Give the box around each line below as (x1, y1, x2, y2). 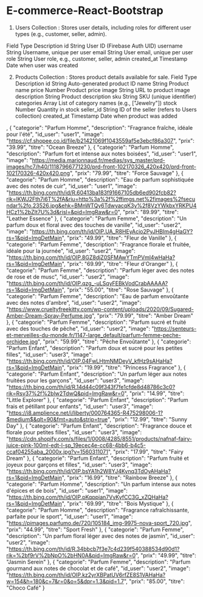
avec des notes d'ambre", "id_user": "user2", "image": (6, 299, 142, 306)
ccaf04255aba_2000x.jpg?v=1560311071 (6, 448, 108, 455)
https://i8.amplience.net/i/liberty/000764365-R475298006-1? (9, 409, 163, 416)
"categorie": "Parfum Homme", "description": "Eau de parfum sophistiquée (6, 176, 194, 183)
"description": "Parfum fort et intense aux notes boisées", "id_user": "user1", (6, 150, 198, 157)
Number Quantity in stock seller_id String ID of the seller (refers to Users (15, 105, 197, 113)
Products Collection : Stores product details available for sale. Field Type (15, 73, 198, 80)
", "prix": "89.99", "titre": (117, 208, 179, 215)
